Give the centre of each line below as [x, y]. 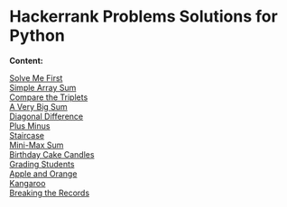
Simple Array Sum [43, 87]
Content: [26, 60]
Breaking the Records [50, 193]
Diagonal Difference [46, 116]
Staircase [27, 135]
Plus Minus [30, 126]
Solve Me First [36, 77]
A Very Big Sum [38, 106]
